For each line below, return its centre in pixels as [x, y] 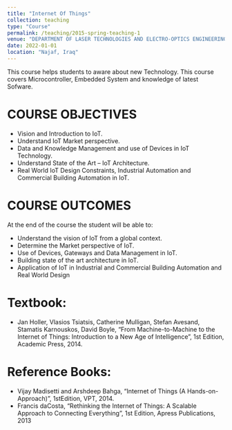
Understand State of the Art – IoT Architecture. [83, 162]
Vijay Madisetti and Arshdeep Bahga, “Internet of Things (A [101, 391]
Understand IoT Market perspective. [69, 141]
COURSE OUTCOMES [69, 205]
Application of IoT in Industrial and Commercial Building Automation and [119, 268]
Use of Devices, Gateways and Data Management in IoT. [97, 252]
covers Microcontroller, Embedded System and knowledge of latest [103, 79]
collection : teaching [38, 20]
